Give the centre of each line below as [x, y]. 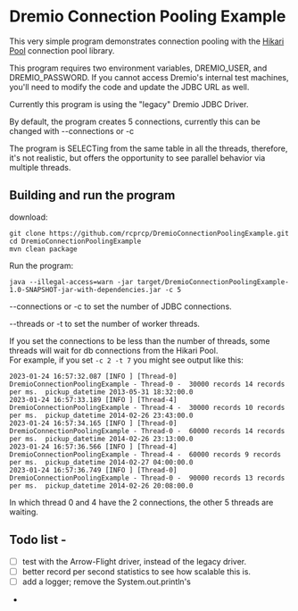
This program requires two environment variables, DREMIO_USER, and [138, 68]
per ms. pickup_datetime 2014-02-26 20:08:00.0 [101, 485]
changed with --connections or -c [72, 130]
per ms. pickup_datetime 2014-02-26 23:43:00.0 [101, 415]
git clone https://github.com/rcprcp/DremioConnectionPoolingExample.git [149, 233]
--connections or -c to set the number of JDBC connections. [120, 306]
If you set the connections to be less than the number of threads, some [140, 340]
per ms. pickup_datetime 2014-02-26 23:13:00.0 [101, 439]
